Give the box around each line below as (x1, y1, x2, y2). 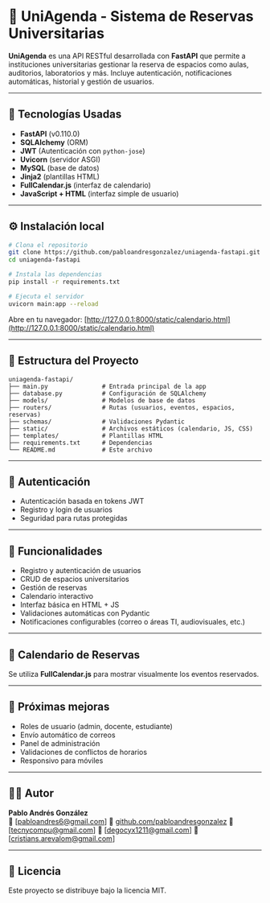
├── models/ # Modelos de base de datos (8, 396, 196, 405)
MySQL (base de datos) (19, 163, 100, 172)
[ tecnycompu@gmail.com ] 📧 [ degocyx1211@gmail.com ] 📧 (8, 825, 199, 835)
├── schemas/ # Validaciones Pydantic (8, 418, 185, 426)
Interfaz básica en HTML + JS (19, 600, 120, 610)
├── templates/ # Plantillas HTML (8, 431, 163, 439)
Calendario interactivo (19, 592, 94, 601)
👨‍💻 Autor (8, 786, 55, 800)
